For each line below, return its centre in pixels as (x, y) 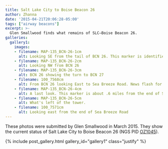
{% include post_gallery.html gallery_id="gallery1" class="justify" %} (76, 141)
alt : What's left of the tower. (52, 103)
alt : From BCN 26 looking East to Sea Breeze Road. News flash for (90, 84)
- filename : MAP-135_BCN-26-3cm (48, 70)
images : (22, 47)
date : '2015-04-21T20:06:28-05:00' (42, 19)
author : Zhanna (21, 14)
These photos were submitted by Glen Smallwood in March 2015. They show (84, 126)
